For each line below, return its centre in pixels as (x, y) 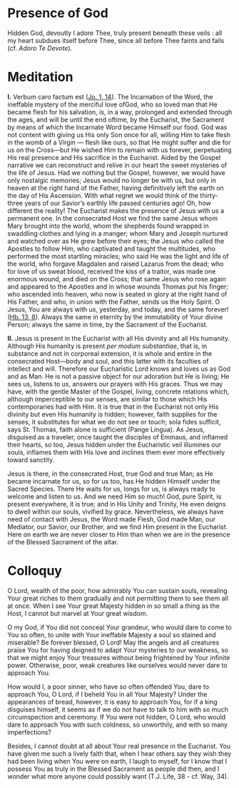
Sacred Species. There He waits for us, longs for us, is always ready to (111, 489)
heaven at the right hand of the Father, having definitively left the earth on (116, 188)
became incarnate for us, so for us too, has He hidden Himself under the (114, 481)
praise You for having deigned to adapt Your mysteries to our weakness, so (118, 650)
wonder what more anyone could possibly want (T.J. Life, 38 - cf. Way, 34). (118, 776)
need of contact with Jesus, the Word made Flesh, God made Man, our (112, 519)
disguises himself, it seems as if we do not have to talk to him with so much (118, 709)
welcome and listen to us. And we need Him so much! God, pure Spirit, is (115, 496)
